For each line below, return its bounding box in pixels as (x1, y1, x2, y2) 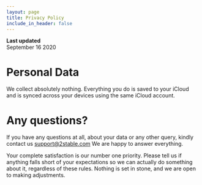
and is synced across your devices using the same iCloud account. (6, 92, 176, 99)
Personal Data (6, 65, 80, 79)
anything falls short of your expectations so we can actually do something (6, 159, 193, 166)
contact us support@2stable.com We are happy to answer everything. (6, 140, 184, 148)
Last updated (6, 37, 41, 45)
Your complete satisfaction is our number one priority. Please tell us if (6, 152, 182, 159)
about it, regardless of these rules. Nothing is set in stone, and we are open (6, 165, 196, 172)
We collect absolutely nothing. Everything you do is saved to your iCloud (6, 85, 189, 92)
